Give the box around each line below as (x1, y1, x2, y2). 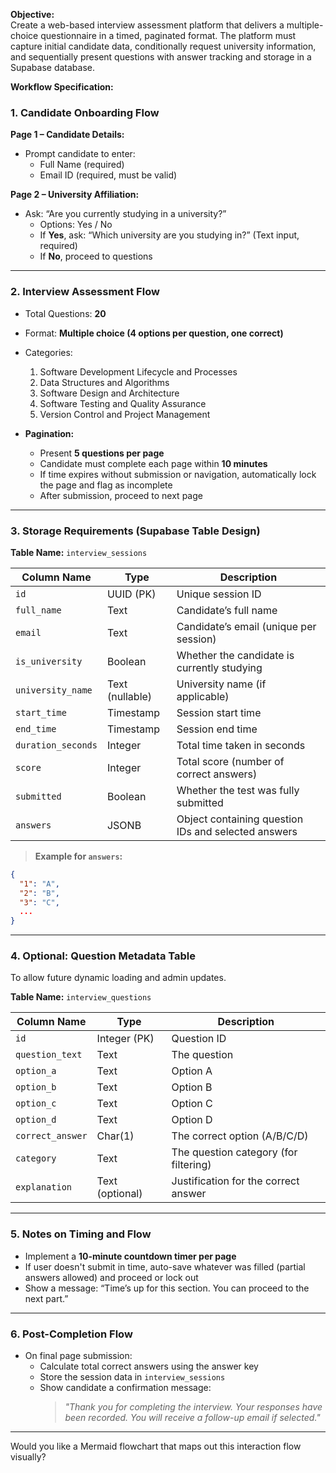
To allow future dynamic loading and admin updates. (10, 972, 227, 984)
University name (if (176, 677, 267, 691)
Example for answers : (34, 850, 123, 862)
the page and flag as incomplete (39, 479, 173, 491)
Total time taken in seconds (176, 738, 306, 752)
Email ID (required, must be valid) (39, 169, 178, 181)
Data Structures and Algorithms (39, 376, 170, 388)
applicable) (176, 689, 230, 703)
